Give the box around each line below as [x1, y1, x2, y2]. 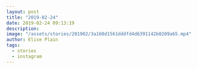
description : [6, 25, 40, 32]
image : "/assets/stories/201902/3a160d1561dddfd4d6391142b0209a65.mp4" [6, 31, 192, 37]
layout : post [6, 8, 40, 15]
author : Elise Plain [6, 37, 59, 43]
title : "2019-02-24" [6, 14, 59, 20]
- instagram [12, 53, 43, 59]
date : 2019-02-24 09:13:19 [6, 20, 75, 26]
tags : [6, 43, 20, 49]
